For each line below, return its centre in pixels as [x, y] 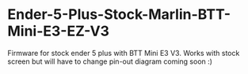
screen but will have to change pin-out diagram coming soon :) [110, 61]
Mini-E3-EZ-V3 [59, 31]
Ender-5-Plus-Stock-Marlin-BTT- [119, 15]
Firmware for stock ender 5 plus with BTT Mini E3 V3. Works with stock [124, 53]
